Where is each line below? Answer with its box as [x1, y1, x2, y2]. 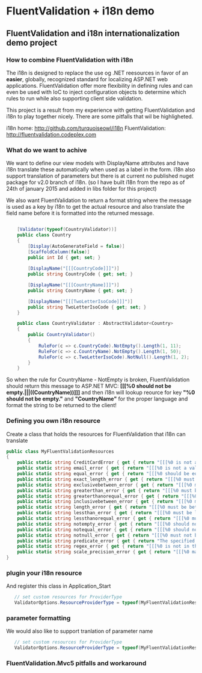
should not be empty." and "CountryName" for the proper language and [6, 395, 188, 402]
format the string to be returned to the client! [6, 402, 117, 409]
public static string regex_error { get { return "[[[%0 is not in [17, 543, 189, 550]
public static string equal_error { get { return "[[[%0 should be [17, 471, 189, 477]
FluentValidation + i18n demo [6, 4, 155, 18]
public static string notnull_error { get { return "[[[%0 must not [17, 532, 192, 538]
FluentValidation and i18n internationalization [6, 28, 180, 38]
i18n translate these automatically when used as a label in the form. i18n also [6, 166, 195, 173]
